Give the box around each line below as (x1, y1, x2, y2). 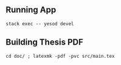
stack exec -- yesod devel (5, 20, 74, 26)
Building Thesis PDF (5, 37, 83, 48)
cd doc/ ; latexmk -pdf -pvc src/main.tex (5, 53, 115, 59)
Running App (5, 5, 57, 15)
